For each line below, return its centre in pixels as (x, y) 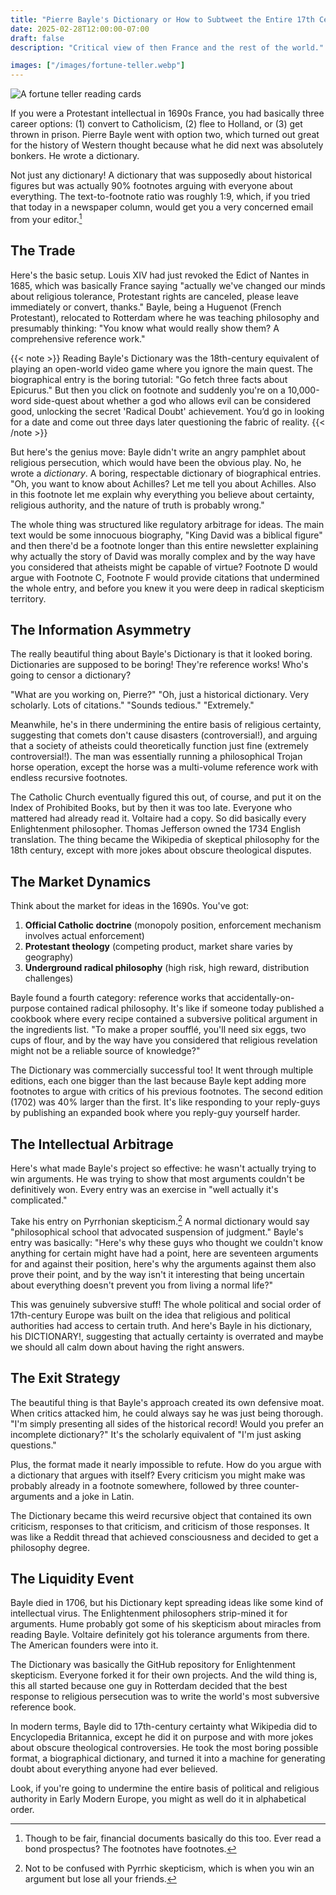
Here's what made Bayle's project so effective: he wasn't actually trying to (163, 1168)
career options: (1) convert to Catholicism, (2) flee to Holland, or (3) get (156, 124)
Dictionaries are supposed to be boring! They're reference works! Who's (159, 665)
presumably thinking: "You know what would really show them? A (145, 328)
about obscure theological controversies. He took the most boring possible (164, 1748)
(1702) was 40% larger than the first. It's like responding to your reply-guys (165, 1102)
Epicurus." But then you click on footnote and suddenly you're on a (148, 390)
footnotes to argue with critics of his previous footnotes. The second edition (167, 1092)
